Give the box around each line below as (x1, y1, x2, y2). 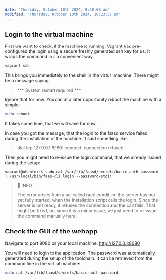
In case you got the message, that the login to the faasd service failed (5, 130, 148, 136)
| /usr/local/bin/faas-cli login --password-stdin (5, 174, 112, 179)
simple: (5, 102, 20, 108)
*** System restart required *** (17, 87, 82, 93)
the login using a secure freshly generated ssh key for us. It (28, 48, 150, 54)
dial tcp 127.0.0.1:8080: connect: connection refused (17, 145, 124, 151)
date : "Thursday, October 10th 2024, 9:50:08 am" (5, 7, 110, 12)
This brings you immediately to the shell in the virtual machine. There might (5, 72, 159, 78)
